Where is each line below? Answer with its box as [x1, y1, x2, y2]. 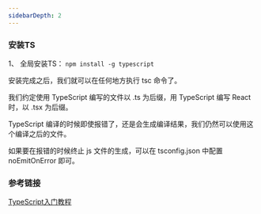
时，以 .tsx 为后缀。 [8, 102, 73, 112]
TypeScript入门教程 [8, 197, 72, 207]
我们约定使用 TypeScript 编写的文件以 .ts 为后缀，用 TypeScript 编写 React [8, 92, 252, 101]
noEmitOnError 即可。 [8, 155, 79, 165]
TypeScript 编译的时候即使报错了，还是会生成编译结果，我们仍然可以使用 [8, 119, 247, 128]
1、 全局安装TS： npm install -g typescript [8, 59, 154, 68]
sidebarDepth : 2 [8, 11, 62, 20]
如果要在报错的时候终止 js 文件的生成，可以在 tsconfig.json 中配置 [8, 146, 223, 155]
